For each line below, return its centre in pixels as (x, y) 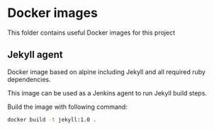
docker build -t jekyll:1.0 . (52, 119)
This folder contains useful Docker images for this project (91, 32)
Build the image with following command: (67, 107)
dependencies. (29, 79)
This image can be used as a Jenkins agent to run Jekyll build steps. (107, 93)
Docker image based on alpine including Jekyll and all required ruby (106, 71)
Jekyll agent (35, 55)
